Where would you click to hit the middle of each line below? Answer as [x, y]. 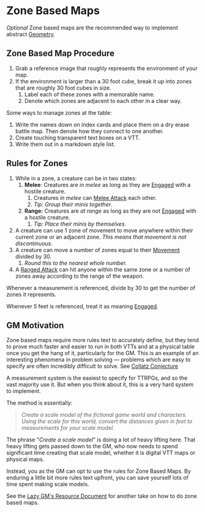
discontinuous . [34, 243]
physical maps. [25, 459]
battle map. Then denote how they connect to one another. [89, 131]
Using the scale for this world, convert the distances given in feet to [107, 421]
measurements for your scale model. [68, 428]
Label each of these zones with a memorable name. [89, 94]
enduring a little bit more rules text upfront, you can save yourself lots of [97, 478]
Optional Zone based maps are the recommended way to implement [92, 28]
